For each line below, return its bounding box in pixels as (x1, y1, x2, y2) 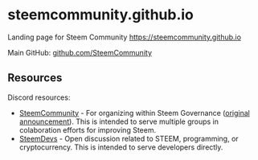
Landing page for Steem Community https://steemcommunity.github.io (7, 32, 242, 42)
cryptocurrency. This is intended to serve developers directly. (18, 142, 223, 152)
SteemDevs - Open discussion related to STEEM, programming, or (18, 133, 239, 143)
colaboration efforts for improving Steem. (18, 125, 157, 134)
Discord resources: (7, 92, 71, 102)
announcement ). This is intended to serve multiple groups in (18, 117, 219, 126)
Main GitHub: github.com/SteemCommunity (7, 47, 152, 57)
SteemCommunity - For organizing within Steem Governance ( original (18, 108, 250, 117)
